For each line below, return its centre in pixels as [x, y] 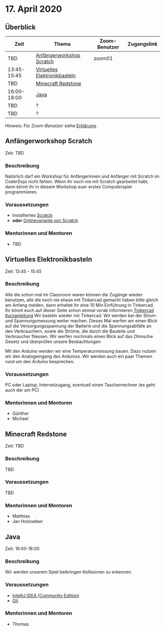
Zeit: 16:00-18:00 [22, 549]
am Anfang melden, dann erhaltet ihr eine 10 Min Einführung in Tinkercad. [80, 305]
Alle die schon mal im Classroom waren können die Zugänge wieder [74, 294]
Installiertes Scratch [32, 215]
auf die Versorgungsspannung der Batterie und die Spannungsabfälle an [78, 326]
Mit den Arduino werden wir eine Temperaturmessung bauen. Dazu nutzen [81, 351]
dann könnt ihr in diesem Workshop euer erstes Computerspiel [69, 187]
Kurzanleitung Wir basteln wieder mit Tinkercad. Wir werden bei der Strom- [81, 315]
